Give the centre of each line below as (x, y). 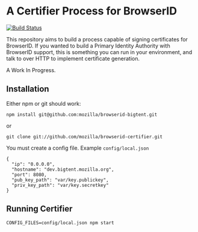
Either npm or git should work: (44, 103)
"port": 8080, (29, 175)
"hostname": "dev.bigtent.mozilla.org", (63, 169)
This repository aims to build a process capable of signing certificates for (97, 39)
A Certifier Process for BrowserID (92, 11)
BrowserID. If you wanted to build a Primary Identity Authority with (88, 46)
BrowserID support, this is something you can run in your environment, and (99, 52)
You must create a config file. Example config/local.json (78, 148)
